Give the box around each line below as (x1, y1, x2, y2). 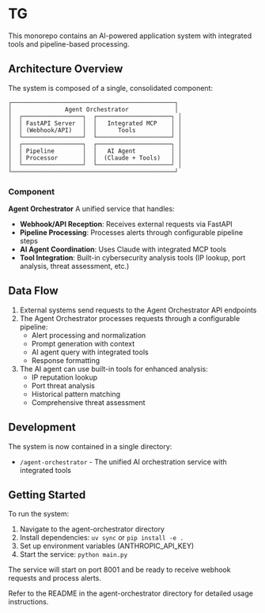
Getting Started (8, 488, 86, 502)
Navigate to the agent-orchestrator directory (19, 524, 165, 534)
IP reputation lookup (31, 373, 98, 382)
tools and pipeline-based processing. (8, 39, 130, 48)
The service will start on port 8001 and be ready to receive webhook (8, 565, 231, 574)
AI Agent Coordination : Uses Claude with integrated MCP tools (19, 244, 227, 254)
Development (8, 421, 77, 434)
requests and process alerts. (8, 573, 101, 583)
